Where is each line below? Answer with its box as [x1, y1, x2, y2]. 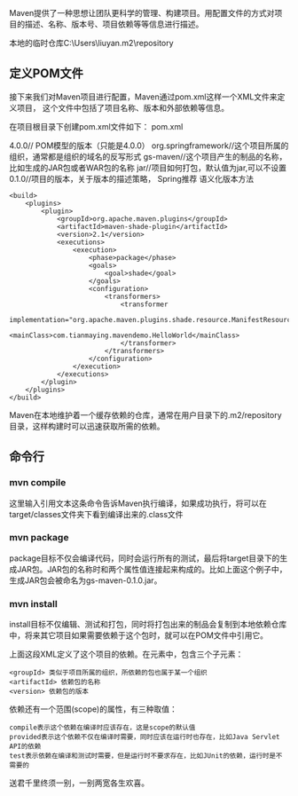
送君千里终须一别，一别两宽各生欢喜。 [9, 777, 149, 788]
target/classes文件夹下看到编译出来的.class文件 [9, 508, 184, 519]
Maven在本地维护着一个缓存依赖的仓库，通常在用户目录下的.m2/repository [9, 409, 282, 420]
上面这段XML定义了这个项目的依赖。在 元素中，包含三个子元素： [9, 649, 244, 659]
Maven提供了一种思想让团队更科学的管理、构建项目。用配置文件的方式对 [9, 8, 275, 18]
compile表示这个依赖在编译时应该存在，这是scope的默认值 [9, 723, 196, 732]
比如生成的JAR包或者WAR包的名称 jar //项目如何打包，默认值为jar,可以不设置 [9, 162, 286, 173]
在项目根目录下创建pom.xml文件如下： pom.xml [9, 121, 184, 131]
